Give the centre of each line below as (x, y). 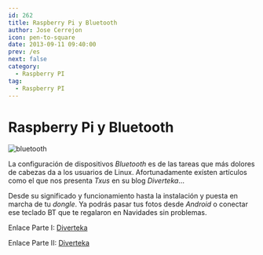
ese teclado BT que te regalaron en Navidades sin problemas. (108, 213)
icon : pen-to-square (42, 37)
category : (24, 67)
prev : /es (24, 52)
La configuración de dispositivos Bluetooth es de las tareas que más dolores (131, 164)
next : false (27, 60)
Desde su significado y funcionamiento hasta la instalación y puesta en (123, 196)
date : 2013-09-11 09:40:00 (52, 45)
